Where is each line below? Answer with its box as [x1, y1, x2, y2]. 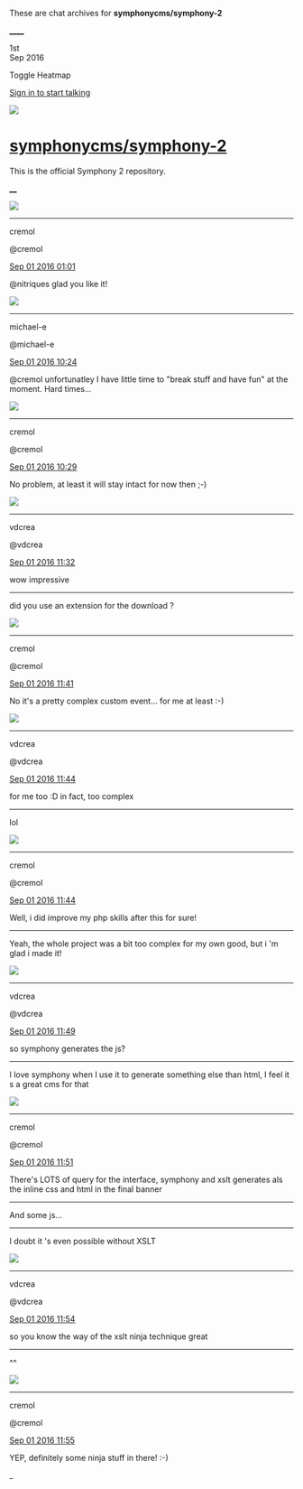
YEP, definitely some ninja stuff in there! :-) [9, 1452, 169, 1463]
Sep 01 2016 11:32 [9, 556, 76, 567]
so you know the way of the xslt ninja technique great [9, 1331, 208, 1342]
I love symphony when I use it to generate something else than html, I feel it [9, 1069, 290, 1080]
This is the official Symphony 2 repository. [9, 165, 167, 176]
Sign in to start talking [9, 88, 91, 98]
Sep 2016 [9, 52, 45, 62]
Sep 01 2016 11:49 [9, 1025, 76, 1037]
